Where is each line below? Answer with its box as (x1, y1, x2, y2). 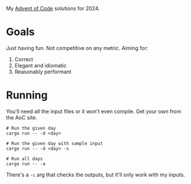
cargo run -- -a (6, 161, 46, 167)
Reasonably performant (14, 68, 72, 75)
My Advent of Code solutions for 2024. (6, 5, 100, 12)
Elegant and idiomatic (14, 62, 67, 69)
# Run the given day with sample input (6, 140, 103, 146)
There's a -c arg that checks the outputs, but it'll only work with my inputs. (6, 171, 185, 178)
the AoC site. (6, 114, 37, 121)
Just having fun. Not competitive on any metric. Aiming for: (6, 44, 148, 51)
